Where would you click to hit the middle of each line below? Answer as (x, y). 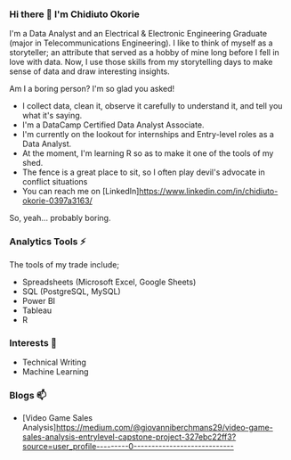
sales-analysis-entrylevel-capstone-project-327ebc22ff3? (129, 437)
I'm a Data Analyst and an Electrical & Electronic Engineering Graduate (138, 34)
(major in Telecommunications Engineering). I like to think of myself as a (141, 43)
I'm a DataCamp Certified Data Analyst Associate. (113, 125)
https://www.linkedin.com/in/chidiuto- (209, 192)
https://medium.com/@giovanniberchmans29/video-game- (165, 428)
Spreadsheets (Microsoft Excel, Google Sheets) (109, 282)
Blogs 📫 (28, 395)
